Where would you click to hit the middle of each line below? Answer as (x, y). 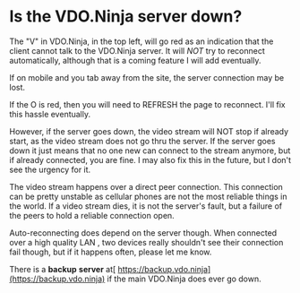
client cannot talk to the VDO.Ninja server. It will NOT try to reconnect (137, 50)
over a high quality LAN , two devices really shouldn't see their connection (146, 242)
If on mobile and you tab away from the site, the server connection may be (147, 77)
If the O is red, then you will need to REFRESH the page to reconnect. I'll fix (147, 104)
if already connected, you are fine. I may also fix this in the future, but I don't (150, 159)
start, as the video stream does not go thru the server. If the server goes (142, 141)
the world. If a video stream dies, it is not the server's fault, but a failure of (146, 206)
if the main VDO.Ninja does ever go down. (184, 279)
